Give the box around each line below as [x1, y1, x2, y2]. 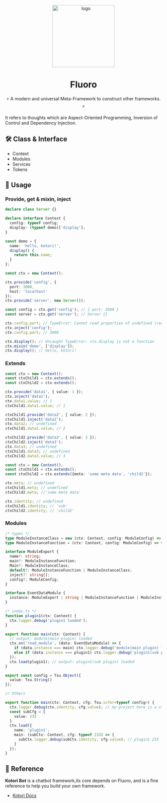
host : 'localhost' [9, 289, 48, 294]
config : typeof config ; [9, 220, 59, 225]
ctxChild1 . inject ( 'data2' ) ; [5, 417, 64, 422]
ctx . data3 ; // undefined [5, 444, 57, 449]
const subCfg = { [9, 709, 46, 714]
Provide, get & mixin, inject [5, 196, 71, 203]
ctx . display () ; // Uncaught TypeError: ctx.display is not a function [5, 339, 155, 344]
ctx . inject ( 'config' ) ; [5, 325, 52, 330]
